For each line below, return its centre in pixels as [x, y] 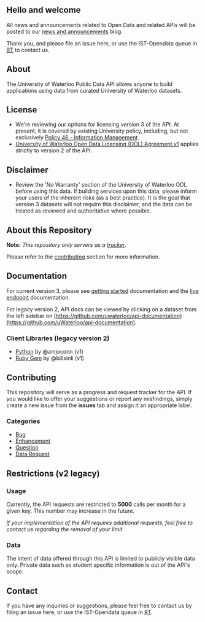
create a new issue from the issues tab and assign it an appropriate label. [99, 405]
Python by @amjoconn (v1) [49, 352]
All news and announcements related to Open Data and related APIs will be [101, 25]
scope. [15, 572]
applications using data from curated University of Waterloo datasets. [94, 90]
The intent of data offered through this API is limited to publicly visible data [101, 559]
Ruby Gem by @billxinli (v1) [50, 358]
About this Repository [49, 230]
